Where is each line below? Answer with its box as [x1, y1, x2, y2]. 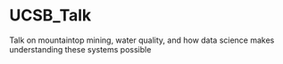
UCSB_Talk [9, 5, 92, 26]
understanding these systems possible [9, 44, 152, 54]
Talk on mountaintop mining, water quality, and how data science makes [9, 35, 275, 45]
